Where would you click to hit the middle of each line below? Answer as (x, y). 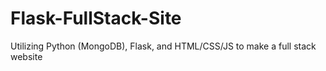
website (26, 56)
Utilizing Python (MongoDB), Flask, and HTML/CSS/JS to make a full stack (163, 46)
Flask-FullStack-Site (96, 18)
